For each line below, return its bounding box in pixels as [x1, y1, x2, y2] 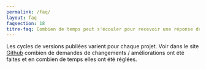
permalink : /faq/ [6, 9, 51, 15]
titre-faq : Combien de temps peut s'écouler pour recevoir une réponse [6, 26, 193, 32]
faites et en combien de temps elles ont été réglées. [6, 56, 137, 63]
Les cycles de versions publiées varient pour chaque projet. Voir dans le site [6, 43, 199, 50]
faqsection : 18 [6, 20, 45, 26]
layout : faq [6, 15, 37, 21]
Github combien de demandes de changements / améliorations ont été [6, 49, 185, 57]
